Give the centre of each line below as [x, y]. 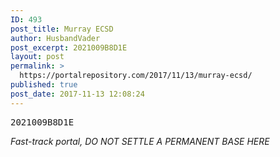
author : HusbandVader [55, 38]
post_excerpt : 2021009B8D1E [69, 47]
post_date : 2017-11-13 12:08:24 [77, 94]
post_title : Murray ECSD [62, 29]
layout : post [37, 57]
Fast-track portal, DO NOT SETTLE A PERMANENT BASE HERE [140, 141]
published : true [44, 85]
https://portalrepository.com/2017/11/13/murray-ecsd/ [136, 76]
